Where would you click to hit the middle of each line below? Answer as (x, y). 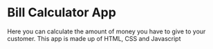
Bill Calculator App (62, 13)
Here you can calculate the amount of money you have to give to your (106, 31)
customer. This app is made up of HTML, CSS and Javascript (94, 38)
